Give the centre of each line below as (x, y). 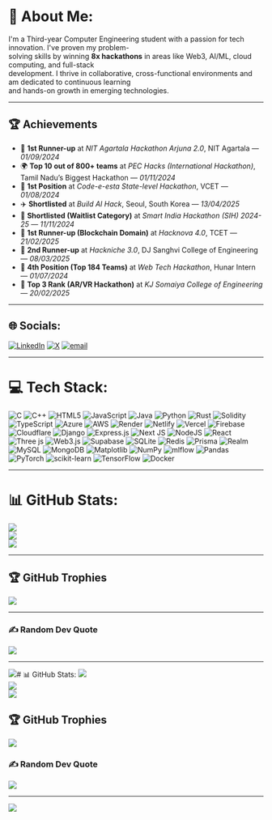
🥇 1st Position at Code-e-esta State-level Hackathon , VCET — (124, 186)
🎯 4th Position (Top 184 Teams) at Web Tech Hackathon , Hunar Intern (138, 267)
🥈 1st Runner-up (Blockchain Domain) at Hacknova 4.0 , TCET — (128, 232)
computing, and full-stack (51, 65)
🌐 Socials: (35, 326)
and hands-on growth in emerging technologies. (89, 90)
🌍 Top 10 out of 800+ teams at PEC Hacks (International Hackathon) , (138, 166)
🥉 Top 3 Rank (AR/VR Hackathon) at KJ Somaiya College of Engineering (141, 284)
